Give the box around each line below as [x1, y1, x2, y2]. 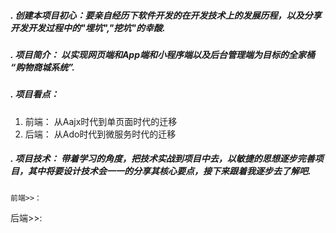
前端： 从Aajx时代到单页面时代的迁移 [24, 115, 178, 127]
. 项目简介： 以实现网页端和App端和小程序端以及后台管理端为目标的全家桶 [10, 48, 315, 60]
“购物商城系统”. [10, 61, 76, 73]
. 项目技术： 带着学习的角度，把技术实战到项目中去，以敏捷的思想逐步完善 [10, 153, 315, 165]
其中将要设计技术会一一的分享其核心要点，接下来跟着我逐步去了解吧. [27, 165, 312, 177]
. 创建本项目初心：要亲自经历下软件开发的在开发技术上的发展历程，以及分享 [10, 9, 322, 21]
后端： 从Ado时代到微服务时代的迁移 [24, 128, 177, 140]
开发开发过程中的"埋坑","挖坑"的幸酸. [10, 21, 166, 34]
